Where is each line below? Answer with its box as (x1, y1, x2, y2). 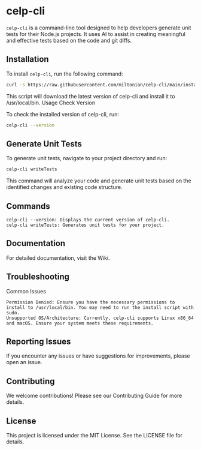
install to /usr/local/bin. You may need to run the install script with (6, 304, 194, 310)
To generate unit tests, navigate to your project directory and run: (6, 155, 167, 162)
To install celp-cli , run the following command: (6, 70, 123, 77)
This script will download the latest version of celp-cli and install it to (6, 92, 175, 100)
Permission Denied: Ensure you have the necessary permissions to (6, 299, 175, 305)
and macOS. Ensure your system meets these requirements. (6, 320, 154, 326)
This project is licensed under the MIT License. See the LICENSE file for (6, 432, 183, 439)
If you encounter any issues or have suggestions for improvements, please (6, 352, 190, 359)
